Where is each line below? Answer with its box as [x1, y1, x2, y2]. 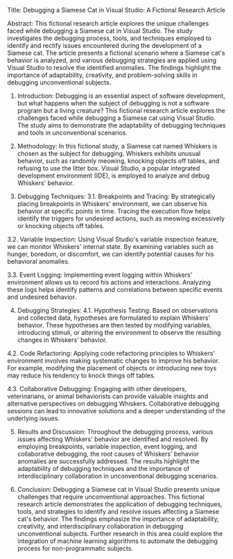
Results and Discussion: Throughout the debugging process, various [17, 428, 214, 436]
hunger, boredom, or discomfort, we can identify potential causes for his [7, 250, 214, 258]
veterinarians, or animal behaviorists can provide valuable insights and [7, 392, 209, 400]
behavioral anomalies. [7, 257, 70, 266]
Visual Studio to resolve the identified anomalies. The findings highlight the [7, 64, 221, 71]
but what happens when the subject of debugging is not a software [17, 99, 209, 107]
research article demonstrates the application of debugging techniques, [17, 500, 223, 508]
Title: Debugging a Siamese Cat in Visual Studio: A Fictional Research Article [7, 6, 225, 14]
